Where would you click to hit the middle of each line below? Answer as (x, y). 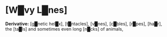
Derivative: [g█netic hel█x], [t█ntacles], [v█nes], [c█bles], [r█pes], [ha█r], (84, 24)
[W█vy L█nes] (36, 10)
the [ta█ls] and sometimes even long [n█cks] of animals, (64, 29)
